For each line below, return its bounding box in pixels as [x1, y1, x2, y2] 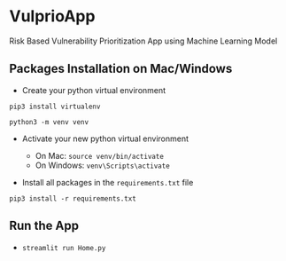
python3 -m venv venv [9, 117, 89, 126]
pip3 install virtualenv [9, 102, 101, 111]
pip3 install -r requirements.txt [9, 194, 137, 203]
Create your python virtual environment [21, 84, 166, 95]
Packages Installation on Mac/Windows [9, 61, 233, 76]
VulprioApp [9, 6, 96, 27]
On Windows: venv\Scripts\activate [35, 160, 170, 170]
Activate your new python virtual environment [21, 133, 189, 144]
